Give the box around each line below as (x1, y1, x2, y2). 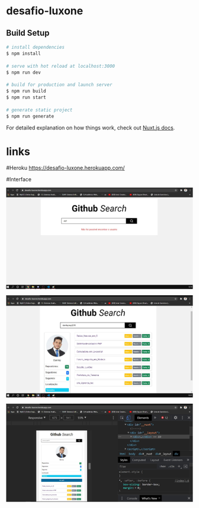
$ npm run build (6, 88, 46, 94)
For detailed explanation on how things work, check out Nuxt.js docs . (6, 124, 175, 131)
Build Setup (6, 28, 50, 38)
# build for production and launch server (6, 82, 113, 88)
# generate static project (6, 107, 73, 113)
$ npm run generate (6, 113, 54, 119)
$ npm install (6, 51, 41, 56)
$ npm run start (6, 94, 46, 100)
